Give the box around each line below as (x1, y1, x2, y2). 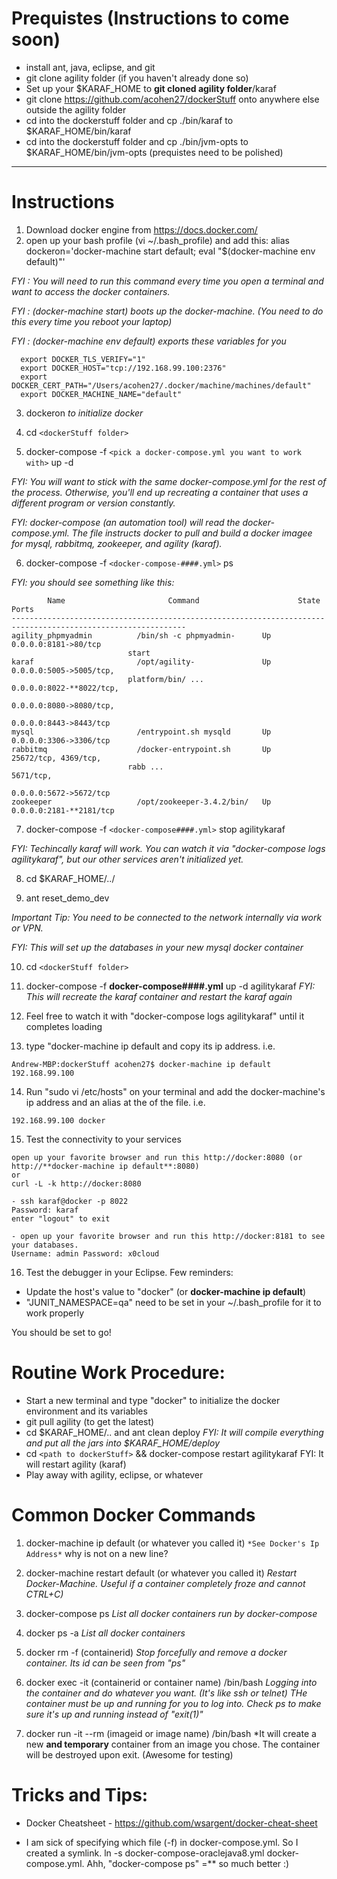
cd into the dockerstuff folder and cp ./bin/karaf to (25, 114, 234, 126)
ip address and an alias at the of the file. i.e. (25, 1096, 206, 1108)
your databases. (11, 1240, 79, 1250)
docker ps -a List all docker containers (25, 1627, 186, 1639)
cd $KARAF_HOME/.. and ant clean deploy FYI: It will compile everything (25, 1426, 324, 1438)
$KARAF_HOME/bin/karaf (25, 125, 132, 137)
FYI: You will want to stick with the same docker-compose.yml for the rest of (11, 475, 327, 487)
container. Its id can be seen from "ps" (25, 1657, 186, 1669)
